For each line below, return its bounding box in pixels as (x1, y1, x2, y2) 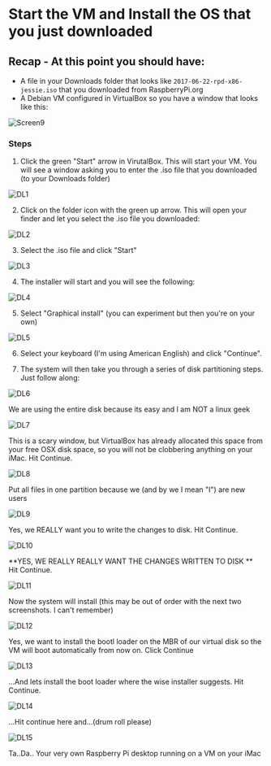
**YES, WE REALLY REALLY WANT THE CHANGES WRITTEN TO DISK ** (8, 556, 253, 566)
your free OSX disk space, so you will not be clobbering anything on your (8, 445, 253, 455)
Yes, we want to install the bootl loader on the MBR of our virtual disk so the (8, 637, 262, 646)
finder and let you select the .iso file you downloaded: (19, 214, 200, 224)
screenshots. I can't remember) (8, 605, 114, 615)
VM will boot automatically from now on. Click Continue (8, 646, 194, 655)
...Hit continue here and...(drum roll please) (8, 717, 153, 727)
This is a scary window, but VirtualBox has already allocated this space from (8, 436, 264, 446)
